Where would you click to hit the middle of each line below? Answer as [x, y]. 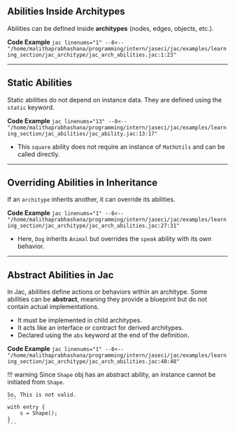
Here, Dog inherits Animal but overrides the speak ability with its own [114, 239]
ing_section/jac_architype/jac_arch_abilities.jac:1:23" [92, 55]
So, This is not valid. [42, 395]
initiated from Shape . [36, 382]
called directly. [38, 154]
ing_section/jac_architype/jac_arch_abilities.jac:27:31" [93, 226]
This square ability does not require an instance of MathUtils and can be [121, 146]
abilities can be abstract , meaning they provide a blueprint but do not [107, 299]
